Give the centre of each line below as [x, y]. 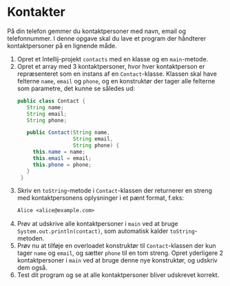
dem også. [32, 268]
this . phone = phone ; [62, 165]
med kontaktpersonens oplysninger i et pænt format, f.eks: [101, 198]
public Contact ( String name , [68, 133]
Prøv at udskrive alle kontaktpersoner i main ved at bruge [97, 224]
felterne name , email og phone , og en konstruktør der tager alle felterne [116, 81]
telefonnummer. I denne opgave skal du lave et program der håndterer [107, 38]
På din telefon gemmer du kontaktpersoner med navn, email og [97, 31]
